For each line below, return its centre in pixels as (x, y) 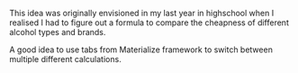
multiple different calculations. (65, 59)
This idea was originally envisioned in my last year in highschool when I (142, 13)
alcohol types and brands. (58, 32)
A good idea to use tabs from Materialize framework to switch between (141, 50)
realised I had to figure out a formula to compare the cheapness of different (149, 23)
